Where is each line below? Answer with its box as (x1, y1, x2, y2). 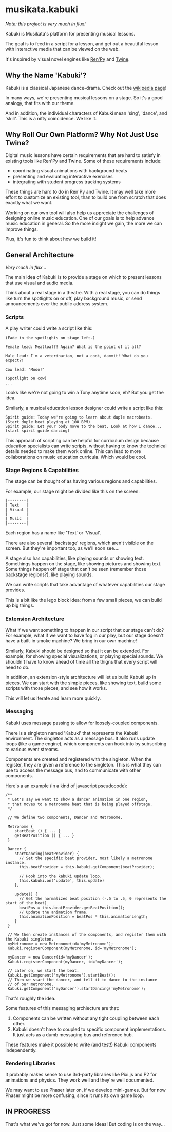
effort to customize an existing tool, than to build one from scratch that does (5, 194, 166, 200)
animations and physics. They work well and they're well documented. (5, 1077, 154, 1083)
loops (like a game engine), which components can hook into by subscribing (5, 740, 167, 747)
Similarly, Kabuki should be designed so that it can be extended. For (5, 648, 149, 654)
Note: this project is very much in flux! (5, 21, 86, 27)
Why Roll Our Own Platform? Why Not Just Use (5, 130, 159, 140)
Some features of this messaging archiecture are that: (5, 1005, 120, 1011)
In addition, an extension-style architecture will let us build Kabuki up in (5, 674, 157, 681)
